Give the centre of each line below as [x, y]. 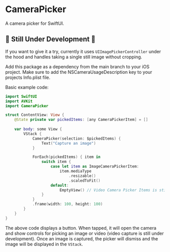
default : [60, 185]
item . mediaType [76, 171]
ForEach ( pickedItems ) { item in [66, 157]
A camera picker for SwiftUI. [35, 23]
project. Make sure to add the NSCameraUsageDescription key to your [79, 72]
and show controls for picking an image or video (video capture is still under [84, 233]
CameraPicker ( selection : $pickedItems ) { [77, 138]
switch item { [56, 162]
